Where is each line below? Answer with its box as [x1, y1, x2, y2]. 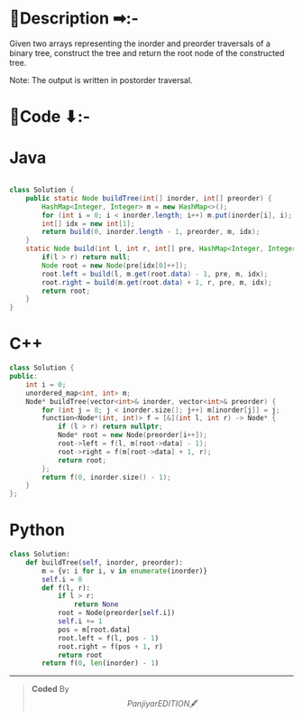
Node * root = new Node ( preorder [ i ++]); [57, 431, 207, 440]
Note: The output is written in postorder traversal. [9, 74, 193, 85]
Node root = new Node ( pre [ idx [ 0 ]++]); [41, 261, 188, 270]
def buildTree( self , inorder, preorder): [25, 557, 183, 567]
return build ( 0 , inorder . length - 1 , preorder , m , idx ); [41, 228, 261, 237]
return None [73, 600, 119, 609]
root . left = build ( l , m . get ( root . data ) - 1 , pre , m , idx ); [41, 269, 269, 278]
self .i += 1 [57, 617, 103, 626]
